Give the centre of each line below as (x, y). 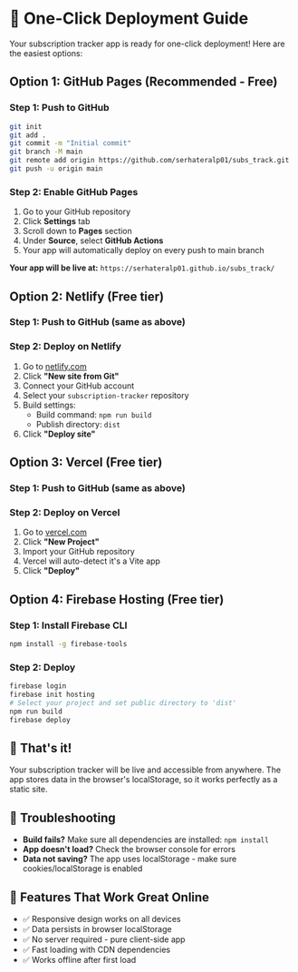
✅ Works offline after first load (79, 960)
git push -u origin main (56, 169)
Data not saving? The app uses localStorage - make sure (130, 859)
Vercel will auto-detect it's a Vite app (91, 561)
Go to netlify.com (55, 366)
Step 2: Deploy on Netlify (66, 347)
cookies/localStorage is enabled (82, 869)
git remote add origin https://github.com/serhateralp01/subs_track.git (149, 161)
